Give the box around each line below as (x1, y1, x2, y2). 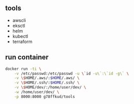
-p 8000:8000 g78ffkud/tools (14, 94, 75, 99)
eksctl (12, 22, 26, 28)
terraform (12, 38, 33, 44)
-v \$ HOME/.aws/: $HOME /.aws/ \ (14, 75, 80, 80)
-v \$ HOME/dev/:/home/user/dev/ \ (14, 85, 86, 90)
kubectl (12, 33, 29, 39)
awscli (12, 17, 26, 23)
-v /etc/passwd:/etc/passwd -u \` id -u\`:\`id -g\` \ (14, 71, 129, 76)
